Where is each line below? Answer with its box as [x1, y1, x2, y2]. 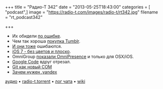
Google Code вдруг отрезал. [12, 59, 71, 64]
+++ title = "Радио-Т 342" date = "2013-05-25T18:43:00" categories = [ [5, 4, 150, 10]
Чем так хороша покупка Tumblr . [12, 38, 81, 44]
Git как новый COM [12, 64, 52, 70]
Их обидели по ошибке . [12, 33, 62, 39]
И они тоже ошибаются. [12, 44, 62, 49]
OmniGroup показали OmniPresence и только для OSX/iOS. [12, 54, 134, 59]
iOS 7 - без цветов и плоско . [12, 48, 71, 54]
